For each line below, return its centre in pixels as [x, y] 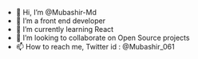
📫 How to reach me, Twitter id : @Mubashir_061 [95, 47]
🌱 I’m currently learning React [65, 29]
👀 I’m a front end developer [61, 21]
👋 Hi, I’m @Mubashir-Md [56, 12]
